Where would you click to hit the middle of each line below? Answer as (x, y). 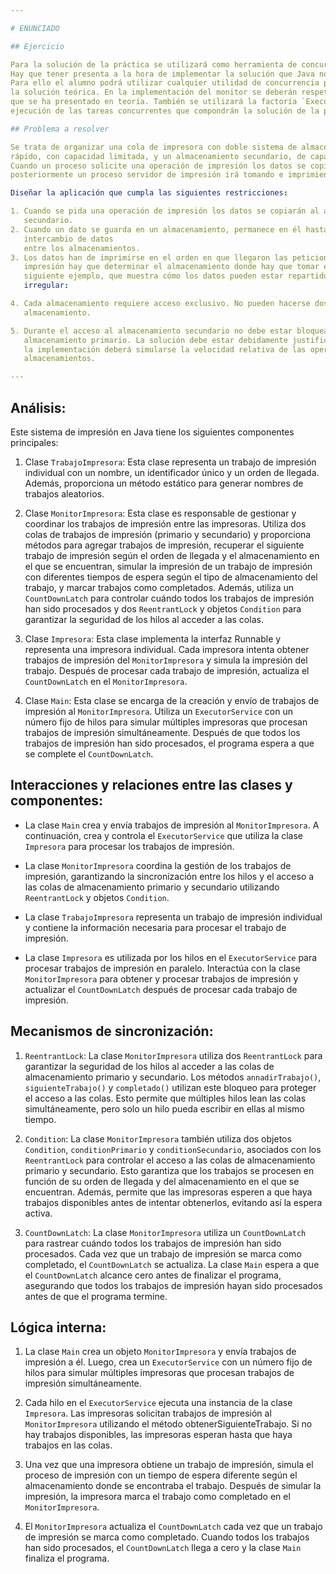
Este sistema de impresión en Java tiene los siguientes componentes (152, 432)
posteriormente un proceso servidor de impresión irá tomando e (147, 175)
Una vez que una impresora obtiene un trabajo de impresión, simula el (169, 1465)
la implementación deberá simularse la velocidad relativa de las (165, 349)
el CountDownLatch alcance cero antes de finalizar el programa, (153, 1275)
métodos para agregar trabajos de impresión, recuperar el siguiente (164, 545)
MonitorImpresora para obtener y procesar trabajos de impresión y (161, 978)
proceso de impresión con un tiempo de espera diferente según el (161, 1475)
